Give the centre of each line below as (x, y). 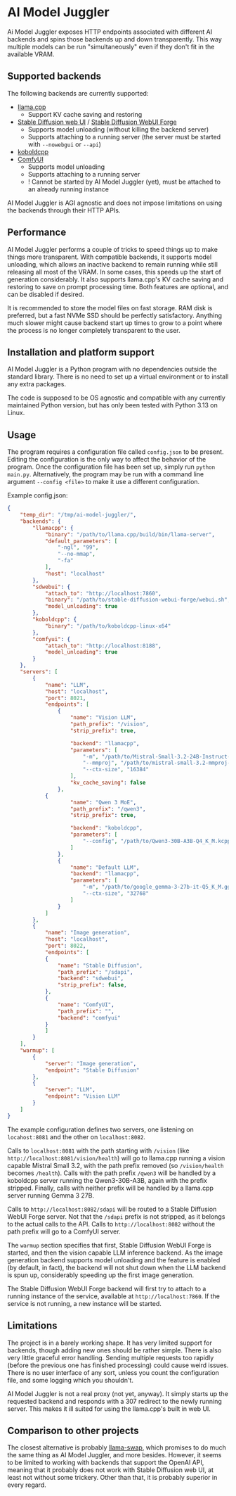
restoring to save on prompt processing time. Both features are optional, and (118, 286)
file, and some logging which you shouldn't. (70, 1380)
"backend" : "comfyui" (89, 1018)
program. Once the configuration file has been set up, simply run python (111, 467)
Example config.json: (38, 495)
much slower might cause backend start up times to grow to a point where (115, 323)
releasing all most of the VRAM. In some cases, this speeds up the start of (114, 272)
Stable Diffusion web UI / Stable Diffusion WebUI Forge (97, 122)
